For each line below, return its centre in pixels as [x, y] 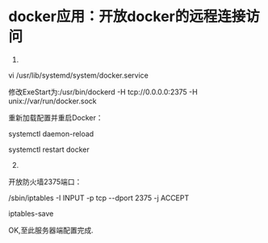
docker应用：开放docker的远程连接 [127, 17]
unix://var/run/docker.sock [52, 101]
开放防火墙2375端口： [45, 182]
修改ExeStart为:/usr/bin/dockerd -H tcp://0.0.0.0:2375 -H [103, 92]
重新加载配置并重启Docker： [56, 117]
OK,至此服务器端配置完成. [51, 230]
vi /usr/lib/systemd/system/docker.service [79, 75]
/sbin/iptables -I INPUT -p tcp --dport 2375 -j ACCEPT [99, 198]
